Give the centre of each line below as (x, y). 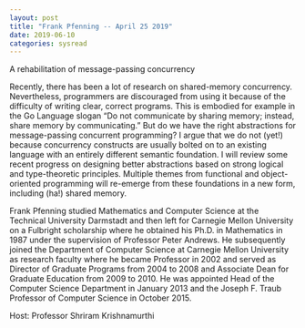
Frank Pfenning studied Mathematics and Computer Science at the (134, 211)
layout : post (34, 18)
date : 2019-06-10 (42, 35)
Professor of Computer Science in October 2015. (101, 298)
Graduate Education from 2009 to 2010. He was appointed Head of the (142, 279)
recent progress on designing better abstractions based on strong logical (147, 164)
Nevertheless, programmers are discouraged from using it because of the (148, 97)
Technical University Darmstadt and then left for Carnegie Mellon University (152, 220)
